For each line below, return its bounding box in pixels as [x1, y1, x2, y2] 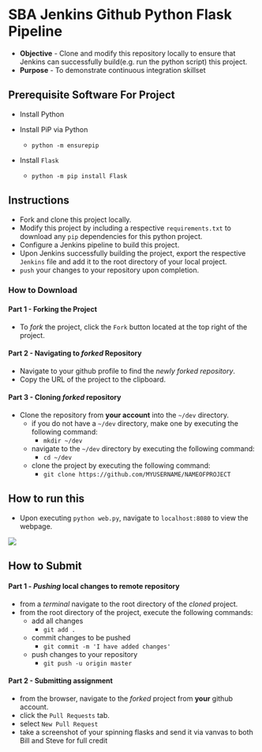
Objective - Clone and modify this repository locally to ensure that [19, 48, 236, 58]
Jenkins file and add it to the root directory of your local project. [19, 256, 227, 266]
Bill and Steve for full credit [19, 735, 108, 745]
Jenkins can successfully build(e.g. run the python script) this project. [19, 57, 248, 66]
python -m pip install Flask [31, 172, 128, 180]
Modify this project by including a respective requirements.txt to [19, 223, 231, 233]
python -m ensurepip [31, 141, 99, 150]
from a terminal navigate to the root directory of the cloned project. [19, 599, 238, 609]
